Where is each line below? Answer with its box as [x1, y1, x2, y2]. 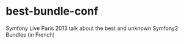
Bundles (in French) [5, 31, 55, 38]
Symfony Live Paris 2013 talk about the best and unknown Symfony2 [5, 24, 179, 32]
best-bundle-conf [5, 4, 99, 18]
